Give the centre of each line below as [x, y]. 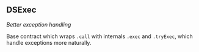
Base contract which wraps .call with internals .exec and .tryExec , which [100, 36]
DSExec [21, 10]
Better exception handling [39, 24]
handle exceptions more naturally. [49, 42]
